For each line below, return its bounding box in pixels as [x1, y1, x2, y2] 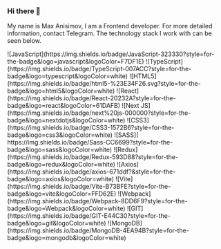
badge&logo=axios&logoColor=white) [7, 175, 115, 183]
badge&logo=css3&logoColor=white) [7, 131, 113, 139]
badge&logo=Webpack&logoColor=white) [7, 204, 126, 213]
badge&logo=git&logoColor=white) [7, 219, 106, 228]
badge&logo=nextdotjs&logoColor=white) [7, 116, 126, 124]
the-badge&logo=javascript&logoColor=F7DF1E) [7, 57, 144, 66]
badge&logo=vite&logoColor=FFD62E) [7, 190, 117, 198]
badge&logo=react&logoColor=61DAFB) [7, 102, 121, 110]
